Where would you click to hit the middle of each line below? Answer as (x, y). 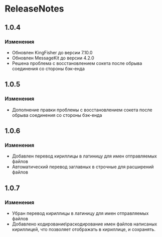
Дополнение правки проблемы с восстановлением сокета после (82, 110)
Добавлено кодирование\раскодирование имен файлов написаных (85, 224)
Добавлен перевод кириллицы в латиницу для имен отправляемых (85, 156)
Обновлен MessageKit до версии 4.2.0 (53, 58)
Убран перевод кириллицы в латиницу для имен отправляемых (80, 213)
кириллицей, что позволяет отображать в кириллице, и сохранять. (84, 229)
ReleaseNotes (34, 9)
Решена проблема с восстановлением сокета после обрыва (77, 63)
